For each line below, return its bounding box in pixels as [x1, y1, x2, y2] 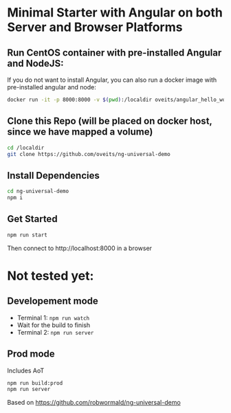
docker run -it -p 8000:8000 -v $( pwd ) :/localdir [7, 96, 153, 103]
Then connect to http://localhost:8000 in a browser [7, 244, 153, 252]
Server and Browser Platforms [7, 19, 183, 35]
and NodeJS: [7, 57, 64, 69]
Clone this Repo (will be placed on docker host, [7, 115, 212, 127]
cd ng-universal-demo [7, 188, 69, 195]
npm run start [7, 232, 48, 238]
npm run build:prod [7, 379, 63, 386]
